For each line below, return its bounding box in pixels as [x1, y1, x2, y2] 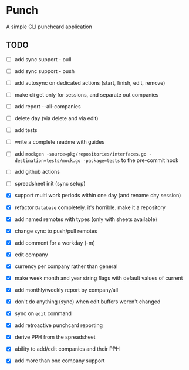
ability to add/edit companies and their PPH [14, 345, 120, 352]
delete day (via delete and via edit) [14, 115, 99, 122]
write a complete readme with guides [14, 138, 104, 146]
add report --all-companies [14, 103, 81, 110]
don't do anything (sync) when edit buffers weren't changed [14, 298, 161, 305]
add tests [14, 127, 38, 134]
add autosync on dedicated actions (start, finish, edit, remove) [14, 79, 166, 86]
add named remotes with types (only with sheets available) [14, 216, 157, 223]
